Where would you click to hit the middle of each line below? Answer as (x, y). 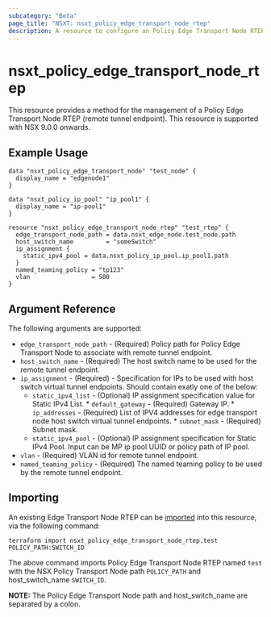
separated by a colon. (44, 604)
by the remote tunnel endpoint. (71, 472)
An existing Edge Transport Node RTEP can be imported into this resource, (133, 517)
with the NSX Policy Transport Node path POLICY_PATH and (105, 571)
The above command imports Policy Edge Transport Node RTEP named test (135, 562)
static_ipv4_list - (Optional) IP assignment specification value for (144, 395)
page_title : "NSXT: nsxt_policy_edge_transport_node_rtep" (110, 23)
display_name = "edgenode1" (63, 178)
